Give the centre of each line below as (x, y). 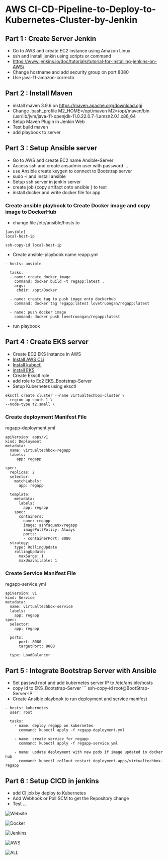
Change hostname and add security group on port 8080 (71, 72)
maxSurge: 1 (31, 556)
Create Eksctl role (31, 375)
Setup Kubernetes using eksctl (44, 386)
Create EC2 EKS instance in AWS (47, 354)
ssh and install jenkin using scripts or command (62, 56)
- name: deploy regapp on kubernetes (54, 726)
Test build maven (30, 127)
